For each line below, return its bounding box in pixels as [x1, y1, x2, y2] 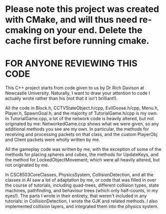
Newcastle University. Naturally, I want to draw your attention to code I [5, 90, 151, 96]
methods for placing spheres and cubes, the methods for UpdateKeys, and [5, 151, 159, 157]
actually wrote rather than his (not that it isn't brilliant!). [5, 95, 118, 101]
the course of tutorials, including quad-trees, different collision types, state [5, 182, 159, 188]
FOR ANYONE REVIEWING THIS [5, 58, 138, 69]
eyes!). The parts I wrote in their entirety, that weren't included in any [5, 193, 147, 199]
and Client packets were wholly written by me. [5, 137, 100, 143]
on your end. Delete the [43, 25, 143, 36]
